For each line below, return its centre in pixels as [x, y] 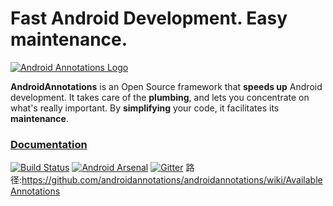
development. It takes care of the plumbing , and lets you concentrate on [160, 97]
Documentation [49, 144]
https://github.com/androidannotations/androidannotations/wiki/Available [172, 180]
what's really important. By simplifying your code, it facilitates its [145, 108]
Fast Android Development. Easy [149, 18]
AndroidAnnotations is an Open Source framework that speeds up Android [166, 86]
